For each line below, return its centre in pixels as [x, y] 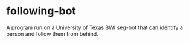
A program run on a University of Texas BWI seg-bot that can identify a [94, 27]
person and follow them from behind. [52, 33]
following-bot [41, 11]
